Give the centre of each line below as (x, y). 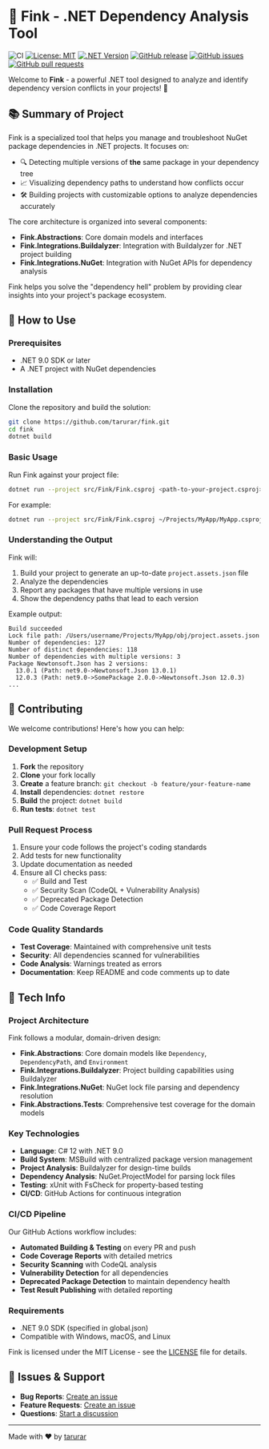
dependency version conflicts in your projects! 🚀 (88, 88)
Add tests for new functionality (70, 856)
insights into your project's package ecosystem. (87, 295)
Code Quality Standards (56, 929)
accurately (37, 206)
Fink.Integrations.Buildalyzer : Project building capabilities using (127, 1070)
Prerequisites (35, 343)
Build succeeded (35, 628)
